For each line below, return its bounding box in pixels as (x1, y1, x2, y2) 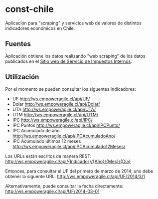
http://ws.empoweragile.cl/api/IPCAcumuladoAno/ (12, 133, 116, 139)
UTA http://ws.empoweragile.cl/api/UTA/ (12, 106, 96, 112)
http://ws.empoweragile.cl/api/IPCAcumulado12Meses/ (12, 143, 126, 149)
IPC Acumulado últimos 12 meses (12, 138, 81, 144)
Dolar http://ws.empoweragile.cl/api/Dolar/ (12, 101, 100, 107)
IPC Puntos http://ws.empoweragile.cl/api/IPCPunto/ (12, 122, 121, 128)
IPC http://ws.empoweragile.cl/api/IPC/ (12, 117, 93, 123)
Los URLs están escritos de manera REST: (5, 153, 92, 159)
